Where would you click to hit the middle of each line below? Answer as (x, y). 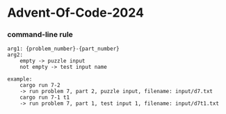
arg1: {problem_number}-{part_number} (63, 49)
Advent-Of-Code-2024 (76, 13)
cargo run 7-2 (40, 85)
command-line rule (40, 35)
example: (20, 79)
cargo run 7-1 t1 (45, 98)
